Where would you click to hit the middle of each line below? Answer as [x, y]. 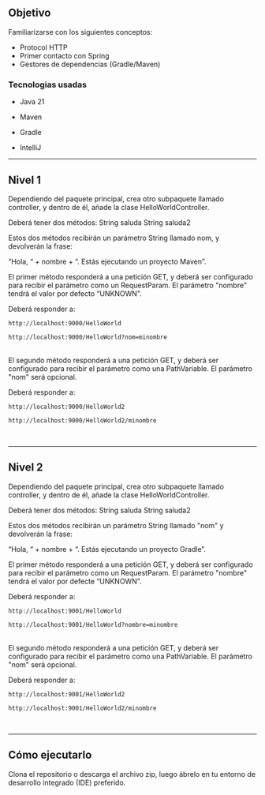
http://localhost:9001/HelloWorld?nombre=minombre [93, 624]
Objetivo [30, 13]
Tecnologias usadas [47, 84]
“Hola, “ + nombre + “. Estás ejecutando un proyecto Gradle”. [107, 549]
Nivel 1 [25, 180]
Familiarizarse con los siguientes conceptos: [80, 32]
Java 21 [32, 102]
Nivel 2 [26, 468]
